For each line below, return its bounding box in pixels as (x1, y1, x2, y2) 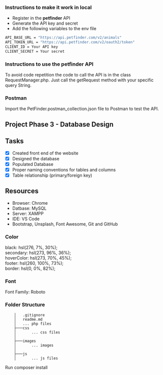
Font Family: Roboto (5, 289, 46, 295)
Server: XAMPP (12, 210, 44, 216)
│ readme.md (14, 317, 43, 322)
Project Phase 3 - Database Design (5, 120, 114, 128)
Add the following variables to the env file (12, 26, 97, 32)
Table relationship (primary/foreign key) (12, 172, 92, 178)
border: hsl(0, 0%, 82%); (5, 265, 55, 271)
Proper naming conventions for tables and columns (12, 167, 116, 173)
